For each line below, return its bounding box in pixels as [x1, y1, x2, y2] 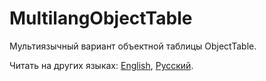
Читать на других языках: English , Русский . [9, 59, 194, 71]
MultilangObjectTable [9, 7, 193, 30]
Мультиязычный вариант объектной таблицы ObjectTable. [9, 40, 257, 52]
